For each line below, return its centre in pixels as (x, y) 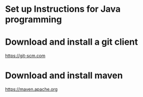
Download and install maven (64, 76)
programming (34, 19)
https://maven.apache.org (31, 89)
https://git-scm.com (25, 56)
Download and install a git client (72, 42)
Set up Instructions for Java (63, 9)
